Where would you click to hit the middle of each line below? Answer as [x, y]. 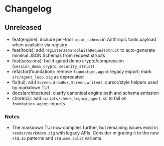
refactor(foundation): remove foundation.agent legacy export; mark [82, 71]
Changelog [28, 9]
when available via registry [40, 45]
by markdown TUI [30, 88]
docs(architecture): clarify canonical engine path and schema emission [85, 93]
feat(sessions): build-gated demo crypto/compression [68, 61]
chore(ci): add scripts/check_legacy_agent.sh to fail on [69, 98]
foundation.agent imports [39, 103]
